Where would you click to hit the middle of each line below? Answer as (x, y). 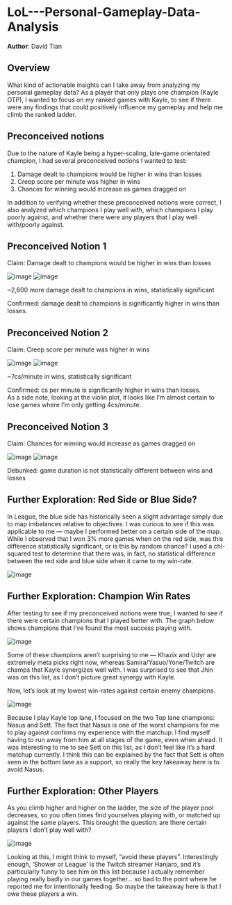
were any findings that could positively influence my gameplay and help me (115, 107)
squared (19, 553)
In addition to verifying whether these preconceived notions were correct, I (114, 202)
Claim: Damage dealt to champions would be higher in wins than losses (109, 263)
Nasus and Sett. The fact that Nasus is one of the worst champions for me (113, 725)
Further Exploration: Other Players (83, 791)
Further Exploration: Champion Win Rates (99, 596)
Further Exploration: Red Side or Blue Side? (102, 499)
